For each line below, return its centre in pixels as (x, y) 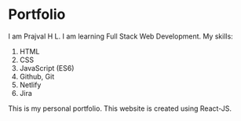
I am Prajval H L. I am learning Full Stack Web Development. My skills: (120, 36)
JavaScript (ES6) (47, 68)
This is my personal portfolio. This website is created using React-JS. (120, 108)
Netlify (30, 85)
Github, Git (37, 76)
